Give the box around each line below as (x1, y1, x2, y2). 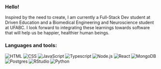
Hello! (5, 3, 19, 10)
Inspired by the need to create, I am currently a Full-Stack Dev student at (5, 15, 150, 20)
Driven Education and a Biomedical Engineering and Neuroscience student (5, 19, 154, 25)
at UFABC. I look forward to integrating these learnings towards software (5, 25, 150, 31)
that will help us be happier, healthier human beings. (5, 30, 110, 36)
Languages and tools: (5, 42, 57, 49)
